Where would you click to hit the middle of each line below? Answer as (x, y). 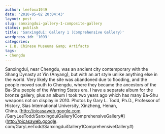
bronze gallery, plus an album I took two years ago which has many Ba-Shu (82, 95)
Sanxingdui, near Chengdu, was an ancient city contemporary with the (77, 69)
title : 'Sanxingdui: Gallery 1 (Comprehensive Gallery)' (65, 32)
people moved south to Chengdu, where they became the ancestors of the (81, 85)
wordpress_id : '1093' (27, 37)
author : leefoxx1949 (26, 10)
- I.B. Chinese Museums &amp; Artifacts (47, 46)
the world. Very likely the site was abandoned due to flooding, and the (76, 80)
